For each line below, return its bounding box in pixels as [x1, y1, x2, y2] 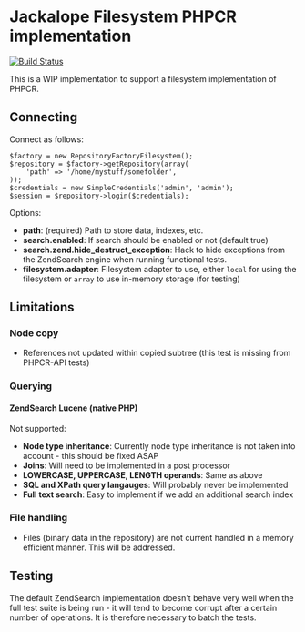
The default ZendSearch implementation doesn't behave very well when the [9, 592, 294, 603]
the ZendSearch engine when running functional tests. [22, 253, 228, 265]
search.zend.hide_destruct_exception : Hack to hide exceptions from [22, 244, 285, 255]
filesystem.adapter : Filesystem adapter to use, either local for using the [22, 263, 297, 274]
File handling [9, 512, 68, 525]
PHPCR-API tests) [22, 357, 90, 368]
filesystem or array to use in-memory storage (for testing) [22, 273, 241, 284]
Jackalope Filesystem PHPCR [9, 6, 237, 27]
